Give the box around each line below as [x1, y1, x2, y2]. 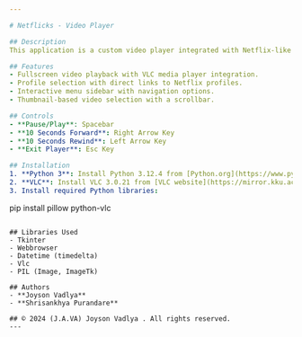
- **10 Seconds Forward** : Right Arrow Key [9, 128, 175, 137]
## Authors [9, 282, 50, 292]
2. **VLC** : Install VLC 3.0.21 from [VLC [9, 178, 171, 187]
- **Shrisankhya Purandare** [9, 298, 119, 307]
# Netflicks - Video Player [9, 21, 115, 30]
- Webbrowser [9, 244, 58, 253]
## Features [9, 62, 54, 71]
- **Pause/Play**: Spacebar [9, 120, 115, 129]
